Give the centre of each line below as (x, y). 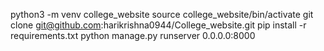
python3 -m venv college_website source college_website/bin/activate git (162, 14)
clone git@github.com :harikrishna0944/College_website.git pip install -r (158, 25)
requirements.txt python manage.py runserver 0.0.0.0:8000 (133, 35)
